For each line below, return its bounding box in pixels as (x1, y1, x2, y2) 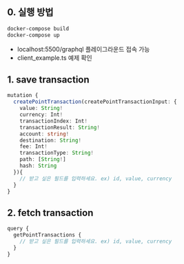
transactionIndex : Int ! (19, 118, 88, 124)
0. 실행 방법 (7, 6, 54, 19)
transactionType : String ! (19, 150, 94, 157)
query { (7, 225, 30, 232)
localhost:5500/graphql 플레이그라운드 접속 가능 (17, 45, 150, 53)
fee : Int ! (19, 143, 48, 150)
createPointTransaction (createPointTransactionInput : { (13, 98, 177, 105)
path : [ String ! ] (19, 156, 67, 163)
